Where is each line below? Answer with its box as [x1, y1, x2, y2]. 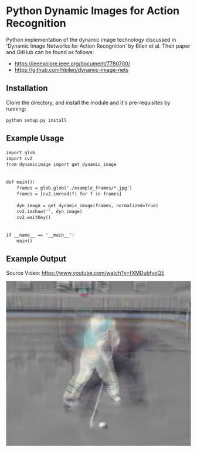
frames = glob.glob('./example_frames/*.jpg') [16, 185, 133, 191]
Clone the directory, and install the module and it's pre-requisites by [6, 99, 171, 106]
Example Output [6, 254, 66, 264]
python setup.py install [6, 117, 67, 123]
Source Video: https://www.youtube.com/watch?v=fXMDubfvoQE [6, 270, 165, 277]
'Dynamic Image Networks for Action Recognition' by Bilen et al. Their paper [6, 42, 191, 49]
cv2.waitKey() [16, 214, 51, 220]
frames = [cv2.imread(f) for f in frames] [16, 191, 122, 197]
